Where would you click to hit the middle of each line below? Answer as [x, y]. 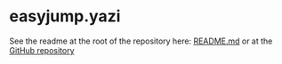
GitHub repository [42, 50]
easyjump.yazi [65, 16]
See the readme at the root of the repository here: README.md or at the [141, 41]
